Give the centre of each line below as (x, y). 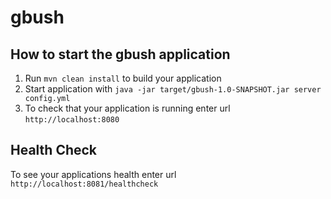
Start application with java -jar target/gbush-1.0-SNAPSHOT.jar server (173, 89)
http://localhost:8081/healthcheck (84, 184)
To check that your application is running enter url (127, 108)
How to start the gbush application (120, 54)
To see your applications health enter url (93, 174)
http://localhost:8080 (72, 120)
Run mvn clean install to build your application (123, 78)
